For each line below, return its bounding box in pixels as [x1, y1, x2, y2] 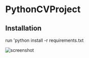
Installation [5, 24, 42, 33]
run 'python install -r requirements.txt [5, 37, 84, 43]
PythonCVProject [5, 4, 81, 15]
